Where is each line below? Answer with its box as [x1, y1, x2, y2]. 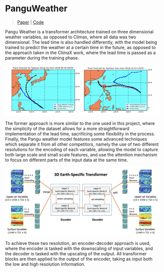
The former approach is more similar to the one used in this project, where [5, 120, 155, 126]
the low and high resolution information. [5, 261, 86, 267]
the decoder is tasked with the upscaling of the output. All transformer [5, 250, 147, 256]
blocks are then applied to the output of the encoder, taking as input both [5, 256, 153, 262]
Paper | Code [17, 19, 44, 25]
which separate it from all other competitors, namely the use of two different [5, 141, 159, 147]
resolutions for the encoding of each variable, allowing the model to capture [5, 146, 158, 152]
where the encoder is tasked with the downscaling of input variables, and [5, 245, 153, 251]
